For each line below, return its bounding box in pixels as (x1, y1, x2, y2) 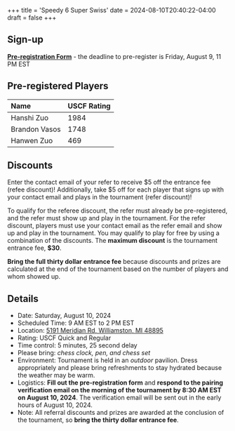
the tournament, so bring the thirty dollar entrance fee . (17, 416, 179, 424)
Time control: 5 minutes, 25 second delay (17, 341, 138, 350)
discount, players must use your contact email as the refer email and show (7, 221, 222, 230)
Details (7, 293, 39, 305)
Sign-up (7, 34, 43, 46)
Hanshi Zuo (11, 112, 49, 122)
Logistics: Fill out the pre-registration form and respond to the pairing (17, 378, 223, 387)
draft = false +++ (7, 13, 57, 22)
